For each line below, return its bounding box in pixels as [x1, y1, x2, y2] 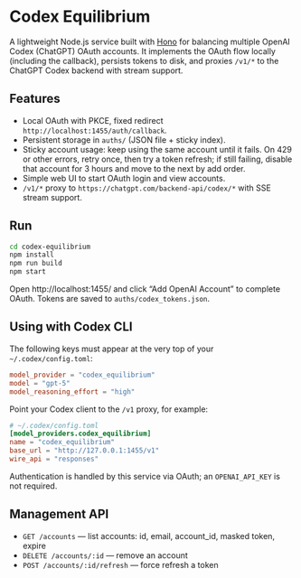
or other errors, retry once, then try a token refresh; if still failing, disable [22, 154, 293, 164]
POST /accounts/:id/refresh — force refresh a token [22, 559, 219, 570]
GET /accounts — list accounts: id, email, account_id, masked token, [22, 530, 276, 541]
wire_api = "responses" [9, 454, 99, 463]
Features [9, 91, 61, 107]
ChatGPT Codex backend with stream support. [9, 65, 183, 76]
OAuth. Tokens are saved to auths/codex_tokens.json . [9, 294, 211, 304]
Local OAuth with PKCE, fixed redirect [22, 115, 165, 126]
